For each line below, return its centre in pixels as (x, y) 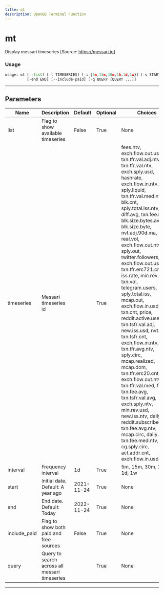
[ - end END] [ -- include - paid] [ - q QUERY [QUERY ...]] (82, 79)
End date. (52, 501)
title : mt (15, 10)
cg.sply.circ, (135, 447)
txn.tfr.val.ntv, (137, 166)
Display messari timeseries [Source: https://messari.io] (60, 52)
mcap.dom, (134, 367)
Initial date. (54, 481)
